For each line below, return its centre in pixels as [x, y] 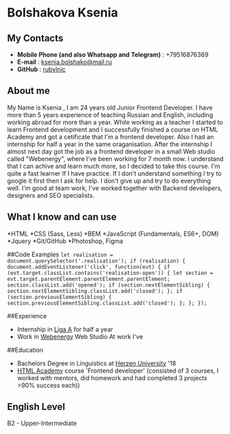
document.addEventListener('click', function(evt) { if [89, 267]
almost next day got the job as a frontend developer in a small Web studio [111, 151]
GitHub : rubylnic [42, 69]
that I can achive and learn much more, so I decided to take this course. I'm [114, 166]
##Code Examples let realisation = [60, 254]
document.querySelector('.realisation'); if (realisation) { [96, 261]
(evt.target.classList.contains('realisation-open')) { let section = [110, 273]
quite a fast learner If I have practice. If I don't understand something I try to [114, 173]
